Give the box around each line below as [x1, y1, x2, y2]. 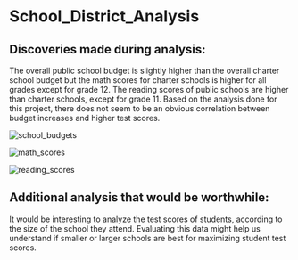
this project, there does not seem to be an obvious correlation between [9, 103, 270, 113]
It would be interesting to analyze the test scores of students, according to [9, 214, 283, 224]
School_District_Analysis [9, 6, 200, 27]
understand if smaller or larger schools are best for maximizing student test [9, 232, 286, 243]
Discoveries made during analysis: [9, 42, 207, 57]
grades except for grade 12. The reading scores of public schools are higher [9, 85, 289, 94]
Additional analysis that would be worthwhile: [9, 190, 269, 206]
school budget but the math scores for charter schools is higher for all [9, 75, 267, 85]
